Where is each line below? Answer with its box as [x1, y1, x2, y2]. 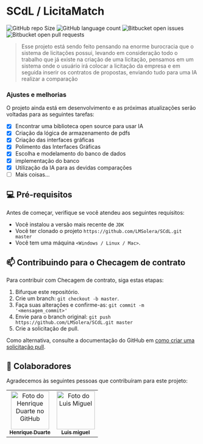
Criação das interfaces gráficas [15, 136, 94, 144]
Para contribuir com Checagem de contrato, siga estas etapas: [6, 276, 164, 284]
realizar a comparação [21, 75, 78, 82]
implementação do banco [15, 157, 80, 164]
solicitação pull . [6, 343, 46, 351]
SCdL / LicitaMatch [6, 4, 105, 18]
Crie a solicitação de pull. [15, 325, 79, 332]
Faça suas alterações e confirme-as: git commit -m [15, 301, 144, 309]
